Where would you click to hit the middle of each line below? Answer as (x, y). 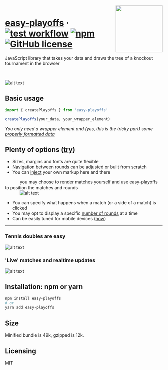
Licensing (21, 351)
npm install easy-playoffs (33, 298)
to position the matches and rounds (42, 188)
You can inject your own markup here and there (61, 172)
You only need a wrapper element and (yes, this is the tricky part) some (79, 129)
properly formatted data (30, 134)
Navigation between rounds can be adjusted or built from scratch (79, 167)
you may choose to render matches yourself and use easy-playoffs (89, 182)
